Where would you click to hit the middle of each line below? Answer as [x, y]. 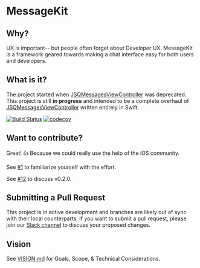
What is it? [27, 80]
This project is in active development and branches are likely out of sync [96, 212]
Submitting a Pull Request [56, 198]
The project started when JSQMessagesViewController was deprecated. [96, 94]
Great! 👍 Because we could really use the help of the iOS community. [93, 153]
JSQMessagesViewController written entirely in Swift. [73, 107]
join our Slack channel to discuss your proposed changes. [79, 225]
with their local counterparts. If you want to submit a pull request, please [96, 218]
